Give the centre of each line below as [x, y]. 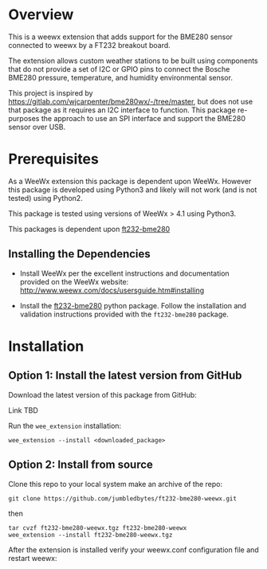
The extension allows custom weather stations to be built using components [133, 61]
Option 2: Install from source [81, 465]
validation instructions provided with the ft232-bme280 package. [124, 314]
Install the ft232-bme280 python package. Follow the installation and [133, 305]
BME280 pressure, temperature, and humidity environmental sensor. [121, 77]
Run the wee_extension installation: [65, 426]
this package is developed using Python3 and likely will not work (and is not [133, 190]
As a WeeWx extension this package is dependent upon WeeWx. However [130, 181]
